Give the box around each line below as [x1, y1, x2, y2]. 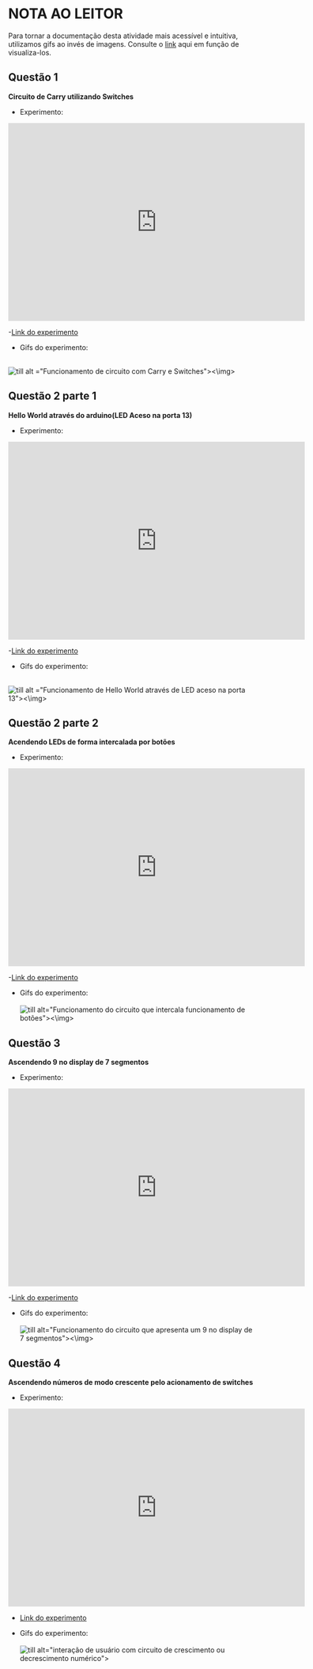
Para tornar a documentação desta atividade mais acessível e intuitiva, [8, 31, 239, 40]
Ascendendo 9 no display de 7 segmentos [8, 1058, 149, 1067]
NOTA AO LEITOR [8, 5, 124, 23]
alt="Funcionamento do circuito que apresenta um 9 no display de [36, 1325, 253, 1335]
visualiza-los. [8, 48, 51, 57]
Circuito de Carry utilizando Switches [8, 92, 134, 101]
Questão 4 [8, 1356, 61, 1370]
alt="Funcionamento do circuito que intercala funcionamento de [36, 1005, 246, 1014]
